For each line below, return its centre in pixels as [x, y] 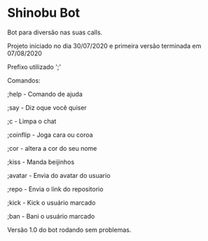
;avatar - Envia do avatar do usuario [59, 175]
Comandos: [24, 80]
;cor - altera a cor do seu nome [52, 148]
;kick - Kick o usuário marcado [51, 202]
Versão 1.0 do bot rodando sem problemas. [69, 230]
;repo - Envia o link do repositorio [55, 189]
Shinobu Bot [44, 13]
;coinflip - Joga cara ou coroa [50, 135]
